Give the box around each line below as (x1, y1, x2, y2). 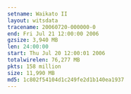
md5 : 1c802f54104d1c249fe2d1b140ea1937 (7, 76, 125, 83)
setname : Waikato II (7, 10, 68, 18)
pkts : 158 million (7, 63, 61, 70)
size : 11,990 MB (7, 69, 55, 76)
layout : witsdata (7, 17, 58, 24)
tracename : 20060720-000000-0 (7, 23, 96, 30)
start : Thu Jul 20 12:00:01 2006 (7, 50, 106, 57)
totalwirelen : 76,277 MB (7, 57, 80, 64)
